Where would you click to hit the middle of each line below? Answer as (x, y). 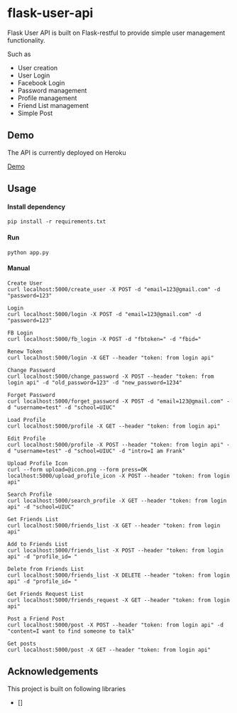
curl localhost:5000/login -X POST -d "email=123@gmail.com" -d (104, 314)
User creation (38, 67)
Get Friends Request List (45, 594)
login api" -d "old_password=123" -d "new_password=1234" (95, 382)
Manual (19, 268)
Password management (52, 90)
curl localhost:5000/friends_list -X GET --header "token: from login (114, 526)
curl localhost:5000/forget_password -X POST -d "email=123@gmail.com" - (119, 401)
